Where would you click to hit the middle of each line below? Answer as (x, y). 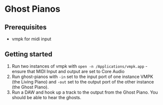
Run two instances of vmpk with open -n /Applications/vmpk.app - (80, 66)
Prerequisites (26, 27)
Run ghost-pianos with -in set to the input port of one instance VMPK (82, 77)
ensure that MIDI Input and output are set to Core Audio (68, 71)
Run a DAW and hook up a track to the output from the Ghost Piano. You (85, 92)
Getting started (29, 54)
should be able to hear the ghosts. (47, 97)
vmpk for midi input (32, 39)
